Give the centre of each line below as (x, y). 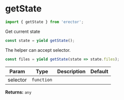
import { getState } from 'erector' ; (44, 22)
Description (71, 71)
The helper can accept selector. (38, 50)
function (42, 80)
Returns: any (18, 92)
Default (99, 71)
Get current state (23, 31)
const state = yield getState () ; (40, 40)
